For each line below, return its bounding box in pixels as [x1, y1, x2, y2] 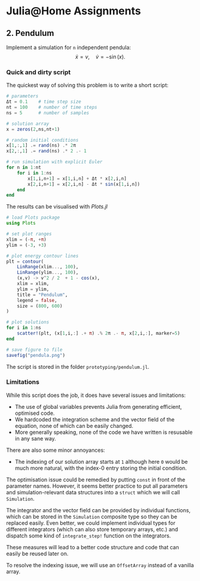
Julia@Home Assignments [6, 4, 141, 18]
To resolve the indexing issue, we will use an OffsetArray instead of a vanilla [6, 561, 194, 568]
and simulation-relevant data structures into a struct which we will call [6, 488, 180, 496]
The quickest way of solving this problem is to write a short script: [6, 82, 169, 89]
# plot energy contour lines [6, 253, 79, 259]
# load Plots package [6, 215, 60, 221]
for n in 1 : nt [6, 164, 42, 171]
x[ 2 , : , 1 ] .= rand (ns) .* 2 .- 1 [6, 148, 87, 154]
